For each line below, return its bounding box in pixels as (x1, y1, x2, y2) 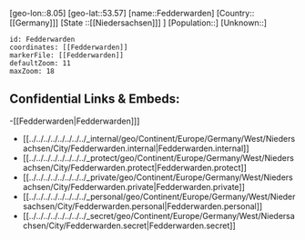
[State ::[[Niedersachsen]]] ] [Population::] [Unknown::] (60, 17, 267, 28)
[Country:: (216, 8, 255, 18)
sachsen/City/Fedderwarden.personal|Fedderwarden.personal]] (22, 200, 263, 212)
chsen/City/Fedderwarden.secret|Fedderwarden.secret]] (22, 220, 236, 231)
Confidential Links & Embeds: (9, 91, 180, 107)
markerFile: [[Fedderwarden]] (9, 51, 125, 60)
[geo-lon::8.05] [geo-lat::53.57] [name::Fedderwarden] (9, 8, 215, 18)
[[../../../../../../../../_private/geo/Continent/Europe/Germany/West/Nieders (22, 172, 294, 183)
